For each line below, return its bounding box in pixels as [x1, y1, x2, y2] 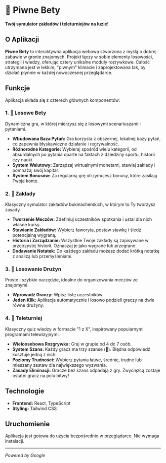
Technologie [5, 387, 44, 396]
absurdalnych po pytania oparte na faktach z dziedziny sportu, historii [12, 151, 155, 157]
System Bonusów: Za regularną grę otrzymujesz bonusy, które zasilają [12, 172, 157, 178]
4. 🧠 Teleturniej [5, 315, 42, 322]
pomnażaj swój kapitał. [12, 167, 59, 173]
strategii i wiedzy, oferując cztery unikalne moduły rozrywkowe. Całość [5, 59, 150, 65]
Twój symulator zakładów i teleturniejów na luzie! [5, 21, 109, 27]
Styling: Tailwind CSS [12, 405, 57, 411]
